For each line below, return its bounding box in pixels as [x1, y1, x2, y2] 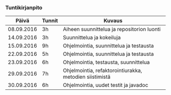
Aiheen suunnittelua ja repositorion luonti [63, 26, 161, 33]
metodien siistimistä [63, 73, 111, 80]
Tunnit [42, 17, 59, 24]
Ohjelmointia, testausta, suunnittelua [63, 59, 150, 66]
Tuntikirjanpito [5, 4, 43, 11]
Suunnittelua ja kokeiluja [63, 34, 121, 41]
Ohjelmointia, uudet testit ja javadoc [63, 82, 149, 89]
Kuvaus [103, 17, 123, 24]
